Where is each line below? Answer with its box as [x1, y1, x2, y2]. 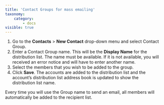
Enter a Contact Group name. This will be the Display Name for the [12, 49, 147, 55]
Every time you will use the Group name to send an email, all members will [5, 89, 155, 95]
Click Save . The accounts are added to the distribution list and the [12, 70, 146, 75]
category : [14, 16, 34, 21]
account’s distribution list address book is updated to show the [12, 75, 139, 81]
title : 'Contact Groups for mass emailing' [5, 7, 95, 12]
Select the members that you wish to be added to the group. [12, 64, 134, 70]
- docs [23, 20, 36, 26]
